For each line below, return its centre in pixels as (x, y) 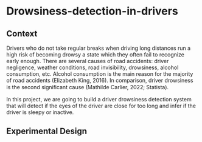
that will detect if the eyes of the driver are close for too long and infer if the (101, 106)
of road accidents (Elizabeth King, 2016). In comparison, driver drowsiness (100, 80)
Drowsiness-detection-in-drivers (92, 11)
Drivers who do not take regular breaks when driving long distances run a (99, 48)
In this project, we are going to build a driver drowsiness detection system (99, 99)
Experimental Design (47, 131)
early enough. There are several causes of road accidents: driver (88, 61)
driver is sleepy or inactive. (40, 112)
